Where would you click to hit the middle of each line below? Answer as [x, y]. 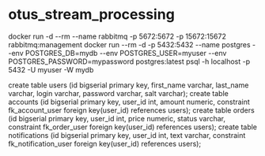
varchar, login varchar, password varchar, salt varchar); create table [119, 93]
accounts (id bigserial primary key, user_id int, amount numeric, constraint [129, 102]
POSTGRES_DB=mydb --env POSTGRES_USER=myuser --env [126, 53]
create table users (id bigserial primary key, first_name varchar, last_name [129, 85]
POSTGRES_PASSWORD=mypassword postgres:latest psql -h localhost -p [129, 61]
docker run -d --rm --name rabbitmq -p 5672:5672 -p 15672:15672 [117, 36]
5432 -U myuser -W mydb [51, 69]
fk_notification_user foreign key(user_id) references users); [105, 143]
